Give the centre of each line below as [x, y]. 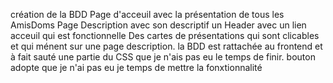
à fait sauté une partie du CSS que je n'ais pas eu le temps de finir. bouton [163, 57]
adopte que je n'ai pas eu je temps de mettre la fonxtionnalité [136, 67]
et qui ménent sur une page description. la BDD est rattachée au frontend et [166, 46]
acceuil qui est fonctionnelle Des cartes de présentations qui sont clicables [165, 35]
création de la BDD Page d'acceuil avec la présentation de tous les [147, 14]
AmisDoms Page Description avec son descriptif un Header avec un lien [158, 25]
